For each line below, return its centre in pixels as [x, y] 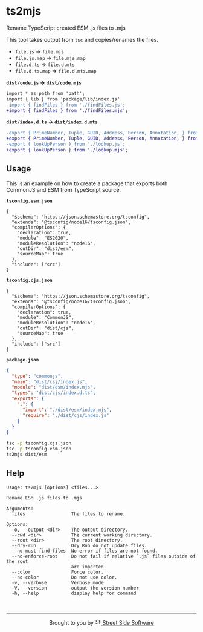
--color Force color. [58, 572]
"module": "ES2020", [43, 238]
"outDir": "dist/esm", [46, 249]
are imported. [89, 567]
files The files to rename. [69, 514]
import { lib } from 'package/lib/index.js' [63, 99]
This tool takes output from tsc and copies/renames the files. [82, 39]
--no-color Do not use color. [65, 577]
